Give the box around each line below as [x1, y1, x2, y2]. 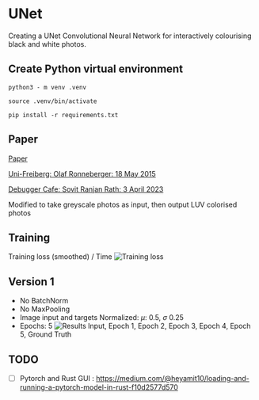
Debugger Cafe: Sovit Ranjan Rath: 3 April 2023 [8, 184, 164, 194]
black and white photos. [8, 39, 87, 48]
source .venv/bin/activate [8, 97, 97, 105]
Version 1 [8, 275, 55, 288]
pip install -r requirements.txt [8, 111, 119, 119]
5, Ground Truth [19, 330, 72, 339]
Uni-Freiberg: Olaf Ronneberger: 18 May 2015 [8, 169, 156, 178]
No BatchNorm [19, 296, 69, 306]
